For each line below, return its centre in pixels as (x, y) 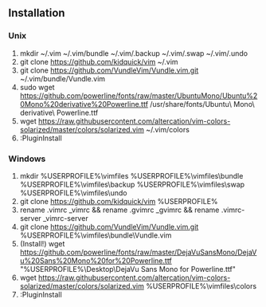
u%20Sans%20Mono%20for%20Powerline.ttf (96, 260)
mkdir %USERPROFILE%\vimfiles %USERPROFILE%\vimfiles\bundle (131, 175)
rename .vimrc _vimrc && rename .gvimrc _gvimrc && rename (119, 210)
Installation (37, 13)
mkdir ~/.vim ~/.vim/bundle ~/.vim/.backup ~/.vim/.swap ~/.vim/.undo (134, 53)
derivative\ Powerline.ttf (59, 112)
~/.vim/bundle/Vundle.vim (63, 78)
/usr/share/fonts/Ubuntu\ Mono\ (202, 104)
